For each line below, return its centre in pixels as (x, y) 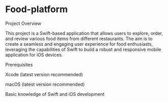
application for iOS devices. (34, 55)
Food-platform (37, 9)
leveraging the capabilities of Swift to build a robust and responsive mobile (83, 49)
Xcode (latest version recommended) (44, 74)
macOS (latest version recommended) (45, 84)
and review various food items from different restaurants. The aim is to (79, 39)
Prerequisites (19, 64)
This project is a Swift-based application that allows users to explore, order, (84, 33)
